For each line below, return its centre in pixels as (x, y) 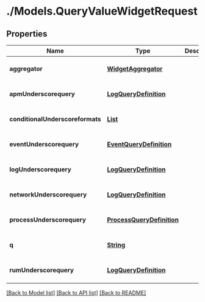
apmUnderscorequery (42, 94)
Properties (27, 34)
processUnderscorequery (48, 220)
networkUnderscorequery (48, 195)
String (116, 245)
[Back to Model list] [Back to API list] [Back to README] (76, 293)
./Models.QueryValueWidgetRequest (102, 11)
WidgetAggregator (135, 69)
